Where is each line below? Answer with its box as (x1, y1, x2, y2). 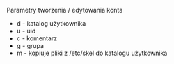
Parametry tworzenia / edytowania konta (6, 6, 123, 14)
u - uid (16, 27, 36, 35)
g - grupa (16, 42, 45, 49)
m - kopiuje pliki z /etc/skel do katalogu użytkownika (16, 49, 168, 57)
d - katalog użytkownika (16, 19, 86, 27)
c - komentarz (16, 34, 58, 42)
